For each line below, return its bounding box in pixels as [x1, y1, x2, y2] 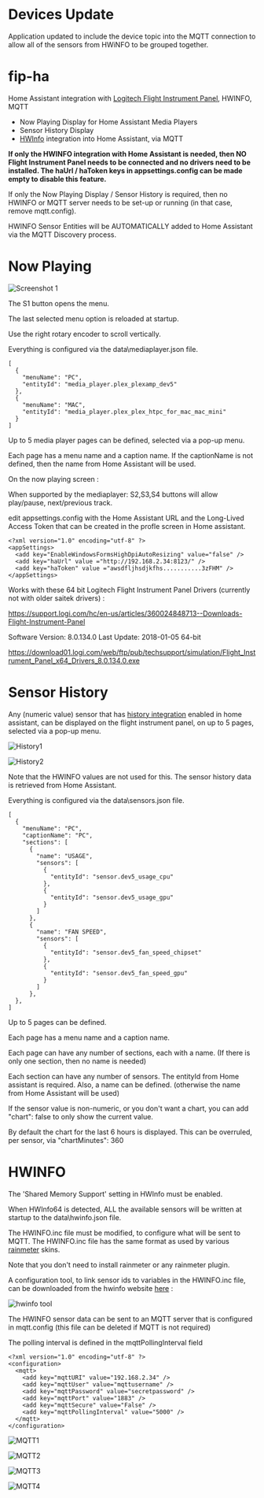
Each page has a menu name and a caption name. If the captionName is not [8, 450, 254, 460]
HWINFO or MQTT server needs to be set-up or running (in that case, [8, 198, 233, 207]
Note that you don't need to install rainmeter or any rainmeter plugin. [8, 1259, 230, 1269]
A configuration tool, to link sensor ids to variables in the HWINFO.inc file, [8, 1275, 246, 1285]
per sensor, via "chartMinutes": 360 [8, 1135, 124, 1145]
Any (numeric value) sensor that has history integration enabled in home [8, 709, 242, 719]
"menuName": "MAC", [22, 401, 86, 409]
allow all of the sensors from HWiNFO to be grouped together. [8, 39, 209, 49]
